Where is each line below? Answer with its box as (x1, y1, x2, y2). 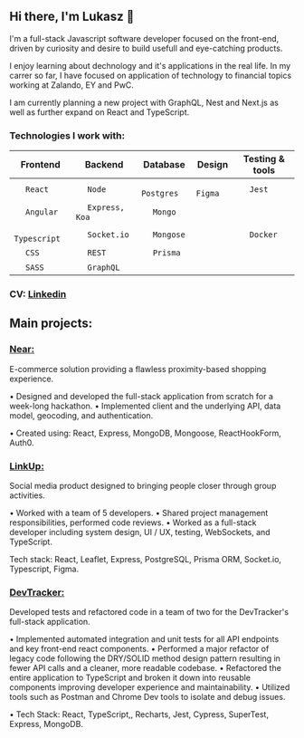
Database (143, 158, 185, 171)
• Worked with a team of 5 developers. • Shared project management (9, 508, 269, 519)
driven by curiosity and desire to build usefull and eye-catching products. (9, 43, 283, 53)
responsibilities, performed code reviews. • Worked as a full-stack (9, 517, 257, 528)
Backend (84, 158, 124, 171)
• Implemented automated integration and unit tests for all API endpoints (9, 634, 280, 645)
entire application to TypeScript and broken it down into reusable (9, 672, 252, 684)
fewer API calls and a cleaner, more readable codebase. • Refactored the (9, 663, 282, 674)
